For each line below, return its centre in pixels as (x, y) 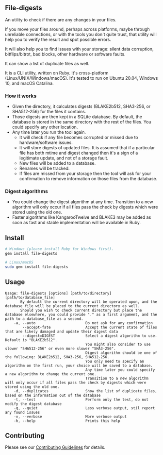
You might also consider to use (118, 344)
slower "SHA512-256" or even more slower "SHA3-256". (61, 349)
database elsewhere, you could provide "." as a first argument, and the (81, 315)
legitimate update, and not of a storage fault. (64, 158)
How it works (21, 96)
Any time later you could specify (120, 370)
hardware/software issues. (46, 142)
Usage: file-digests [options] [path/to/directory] (58, 293)
